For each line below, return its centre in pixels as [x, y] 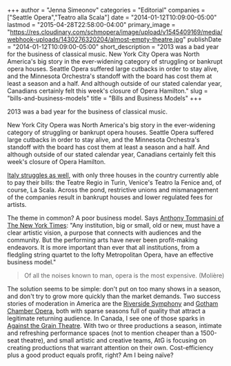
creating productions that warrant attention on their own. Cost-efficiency [110, 348]
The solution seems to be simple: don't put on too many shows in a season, [114, 289]
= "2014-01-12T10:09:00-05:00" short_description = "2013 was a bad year [113, 47]
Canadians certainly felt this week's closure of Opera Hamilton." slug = [108, 91]
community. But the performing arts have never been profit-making [102, 240]
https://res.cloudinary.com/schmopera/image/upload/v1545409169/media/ [116, 32]
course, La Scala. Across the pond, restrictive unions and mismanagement [113, 190]
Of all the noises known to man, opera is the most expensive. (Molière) [124, 275]
